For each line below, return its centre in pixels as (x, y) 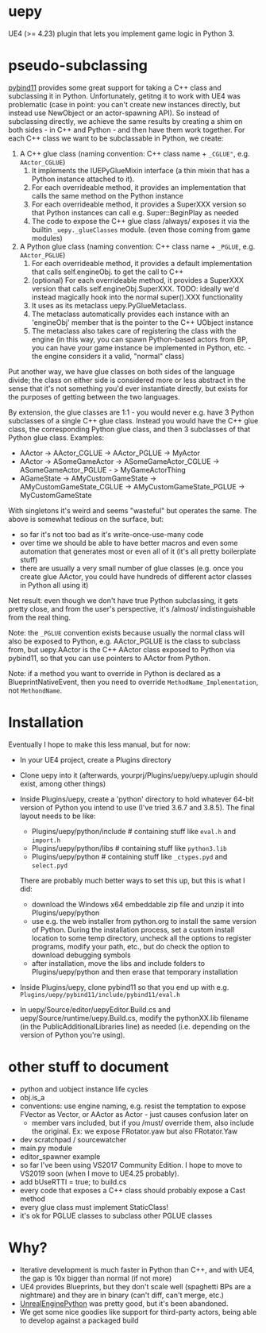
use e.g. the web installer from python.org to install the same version (144, 921)
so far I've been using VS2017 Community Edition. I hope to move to (131, 1165)
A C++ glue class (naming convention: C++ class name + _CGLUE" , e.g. (135, 153)
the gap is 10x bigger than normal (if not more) (96, 1278)
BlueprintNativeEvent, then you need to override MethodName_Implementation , (133, 682)
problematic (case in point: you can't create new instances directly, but (124, 104)
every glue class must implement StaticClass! (94, 1207)
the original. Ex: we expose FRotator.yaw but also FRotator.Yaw (135, 1131)
